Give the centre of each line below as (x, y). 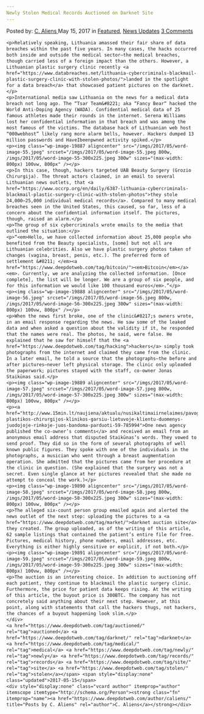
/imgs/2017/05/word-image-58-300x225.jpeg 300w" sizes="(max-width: (95, 498)
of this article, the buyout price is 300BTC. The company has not (93, 595)
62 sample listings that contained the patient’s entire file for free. (100, 534)
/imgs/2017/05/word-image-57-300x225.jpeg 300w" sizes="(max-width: (95, 395)
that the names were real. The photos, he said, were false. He (89, 334)
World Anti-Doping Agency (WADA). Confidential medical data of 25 (93, 109)
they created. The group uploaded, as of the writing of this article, (99, 528)
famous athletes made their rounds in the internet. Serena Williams (96, 115)
